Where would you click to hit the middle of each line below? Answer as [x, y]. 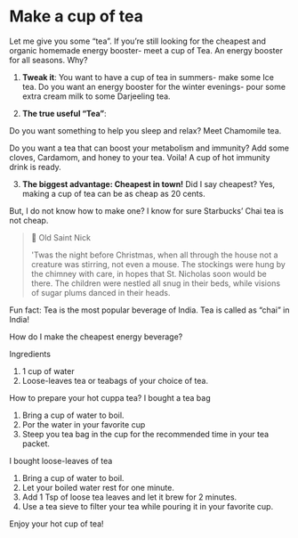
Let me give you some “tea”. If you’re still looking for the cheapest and [138, 41]
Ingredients [30, 354]
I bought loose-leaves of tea [61, 461]
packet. [36, 444]
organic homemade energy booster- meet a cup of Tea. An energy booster [146, 50]
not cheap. [29, 220]
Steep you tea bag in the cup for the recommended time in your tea [145, 434]
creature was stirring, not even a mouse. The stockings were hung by [158, 264]
